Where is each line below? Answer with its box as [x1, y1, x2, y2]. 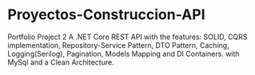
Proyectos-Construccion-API [7, 6, 205, 24]
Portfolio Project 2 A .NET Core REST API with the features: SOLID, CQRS [7, 32, 248, 41]
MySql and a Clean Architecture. [7, 57, 114, 67]
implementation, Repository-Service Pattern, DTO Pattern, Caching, [7, 40, 229, 49]
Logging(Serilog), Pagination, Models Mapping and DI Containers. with [7, 49, 241, 58]
